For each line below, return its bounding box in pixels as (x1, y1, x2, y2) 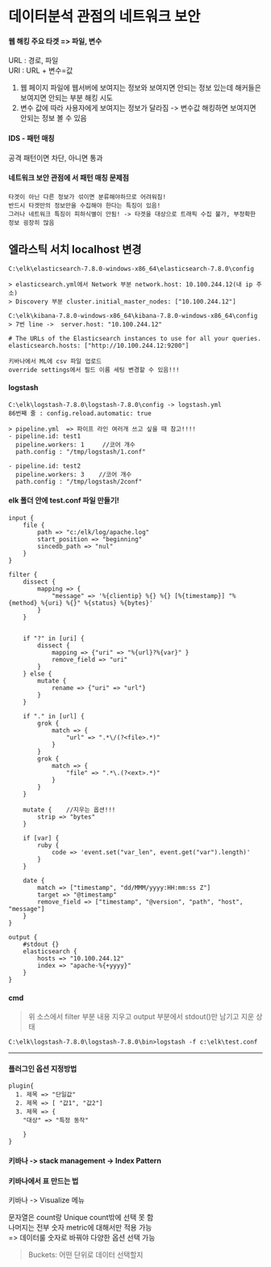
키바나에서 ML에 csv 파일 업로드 (8, 357, 102, 365)
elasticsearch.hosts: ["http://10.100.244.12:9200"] (8, 341, 190, 350)
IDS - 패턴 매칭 (8, 133, 55, 142)
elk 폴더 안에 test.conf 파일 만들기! (8, 495, 119, 506)
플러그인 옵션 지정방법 (8, 1063, 77, 1073)
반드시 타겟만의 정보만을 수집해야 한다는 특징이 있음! (8, 201, 161, 210)
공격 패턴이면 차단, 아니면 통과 (8, 153, 103, 163)
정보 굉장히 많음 (8, 218, 55, 227)
